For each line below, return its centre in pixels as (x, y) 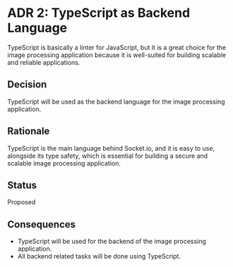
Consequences (42, 224)
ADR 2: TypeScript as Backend (99, 13)
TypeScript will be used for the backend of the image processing (112, 242)
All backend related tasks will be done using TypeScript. (99, 256)
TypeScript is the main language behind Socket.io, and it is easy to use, (111, 148)
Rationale (29, 131)
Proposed (22, 202)
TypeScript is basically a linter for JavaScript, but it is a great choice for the (117, 47)
